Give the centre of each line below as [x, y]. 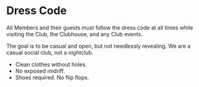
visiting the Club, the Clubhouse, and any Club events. [74, 34]
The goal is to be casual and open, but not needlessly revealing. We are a [99, 46]
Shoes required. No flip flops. [52, 77]
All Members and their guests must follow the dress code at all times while [100, 28]
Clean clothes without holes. [51, 64]
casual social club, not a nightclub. [50, 52]
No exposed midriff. [40, 70]
